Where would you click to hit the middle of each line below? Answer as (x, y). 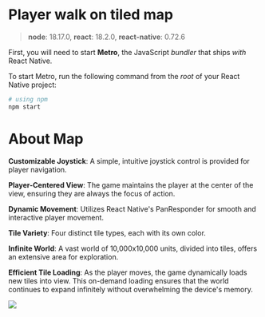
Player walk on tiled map (91, 15)
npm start (25, 107)
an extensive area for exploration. (63, 256)
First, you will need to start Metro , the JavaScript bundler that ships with (127, 52)
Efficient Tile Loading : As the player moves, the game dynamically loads (128, 272)
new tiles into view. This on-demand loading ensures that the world (119, 280)
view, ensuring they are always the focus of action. (92, 193)
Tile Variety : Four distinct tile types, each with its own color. (107, 232)
